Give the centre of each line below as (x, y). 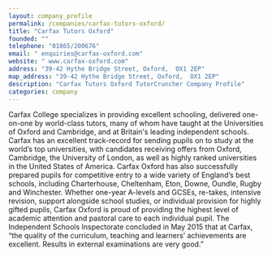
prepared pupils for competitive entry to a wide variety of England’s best (130, 175)
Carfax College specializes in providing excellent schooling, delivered (125, 115)
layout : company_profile (50, 16)
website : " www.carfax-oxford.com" (69, 62)
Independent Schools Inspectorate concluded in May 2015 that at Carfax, (131, 227)
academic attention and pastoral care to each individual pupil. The (119, 218)
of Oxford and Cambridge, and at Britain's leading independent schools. (129, 132)
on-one (21, 124)
